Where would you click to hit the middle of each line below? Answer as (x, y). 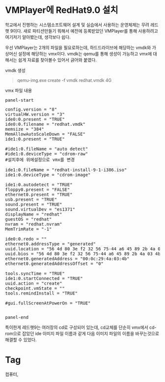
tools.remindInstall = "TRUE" (41, 293)
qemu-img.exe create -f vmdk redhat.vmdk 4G (64, 80)
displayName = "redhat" (34, 214)
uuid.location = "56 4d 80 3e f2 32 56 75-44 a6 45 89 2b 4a (80, 249)
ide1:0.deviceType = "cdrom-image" (48, 175)
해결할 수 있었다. (21, 340)
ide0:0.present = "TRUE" (35, 119)
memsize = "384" (25, 129)
